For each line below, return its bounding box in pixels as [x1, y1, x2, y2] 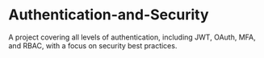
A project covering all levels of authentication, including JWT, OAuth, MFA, [8, 32, 256, 42]
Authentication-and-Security [8, 6, 209, 24]
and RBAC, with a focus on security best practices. [8, 40, 178, 50]
